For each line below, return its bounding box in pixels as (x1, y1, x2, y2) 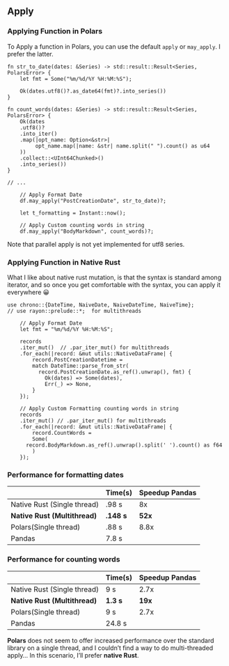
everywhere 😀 (7, 288, 50, 296)
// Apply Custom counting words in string (19, 222, 145, 229)
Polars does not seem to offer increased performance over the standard (7, 636, 214, 644)
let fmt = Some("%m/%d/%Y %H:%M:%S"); (19, 75, 132, 82)
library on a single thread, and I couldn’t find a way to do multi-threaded (7, 644, 214, 652)
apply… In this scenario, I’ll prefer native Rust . (7, 651, 139, 659)
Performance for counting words (7, 555, 120, 564)
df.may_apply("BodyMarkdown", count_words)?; (19, 228, 155, 235)
